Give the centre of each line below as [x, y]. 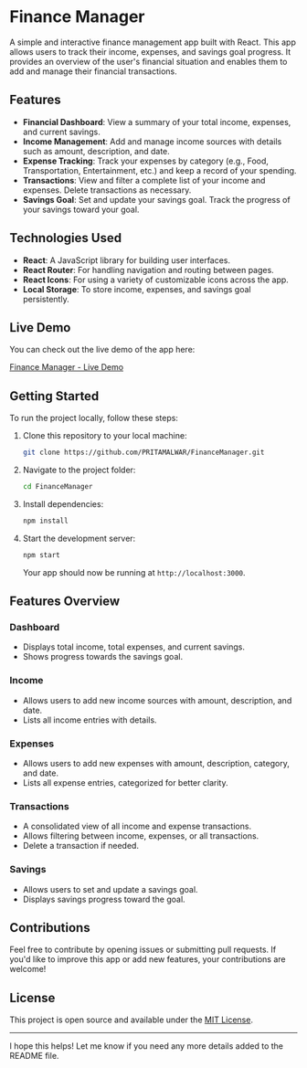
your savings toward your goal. [81, 209]
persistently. [46, 299]
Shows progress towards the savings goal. [103, 657]
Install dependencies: [63, 503]
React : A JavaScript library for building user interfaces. [127, 260]
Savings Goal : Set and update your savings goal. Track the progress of [156, 199]
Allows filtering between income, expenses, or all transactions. [141, 836]
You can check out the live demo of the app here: [102, 350]
